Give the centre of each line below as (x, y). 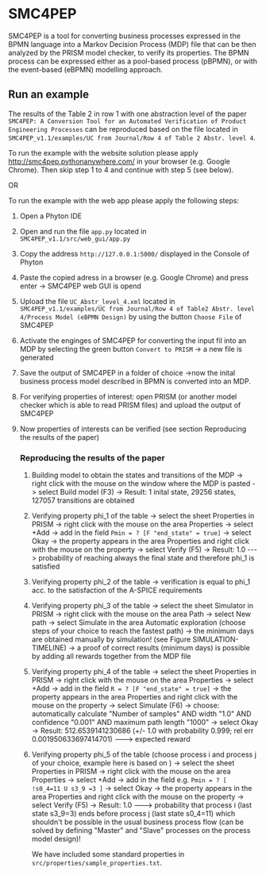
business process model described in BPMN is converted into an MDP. (135, 381)
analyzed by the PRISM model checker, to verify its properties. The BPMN (129, 52)
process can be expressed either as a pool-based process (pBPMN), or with (133, 61)
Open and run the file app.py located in (83, 231)
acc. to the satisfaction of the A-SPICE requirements (117, 590)
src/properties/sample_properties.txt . (97, 863)
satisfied (46, 567)
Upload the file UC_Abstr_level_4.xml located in (97, 301)
